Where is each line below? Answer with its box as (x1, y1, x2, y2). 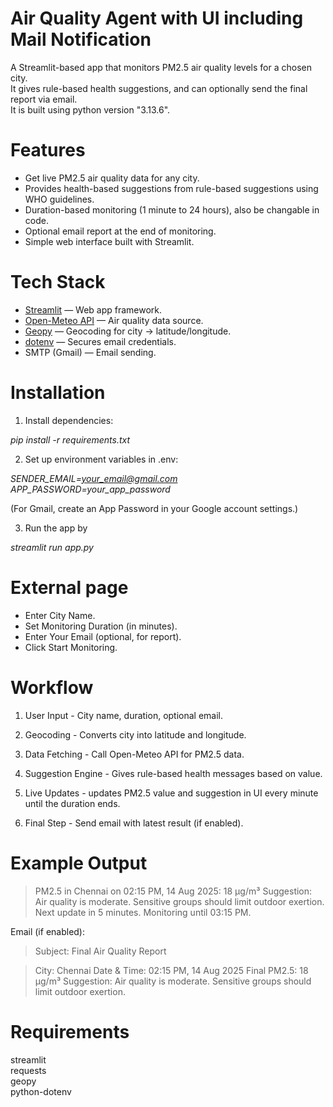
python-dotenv (10, 1085, 72, 1097)
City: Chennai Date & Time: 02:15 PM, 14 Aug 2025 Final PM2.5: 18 (34, 964, 309, 976)
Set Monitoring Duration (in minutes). (24, 620, 178, 632)
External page (10, 576, 129, 599)
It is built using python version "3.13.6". (10, 103, 171, 116)
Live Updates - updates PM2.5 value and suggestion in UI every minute (24, 787, 319, 799)
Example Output (10, 852, 148, 874)
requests (10, 1064, 47, 1076)
